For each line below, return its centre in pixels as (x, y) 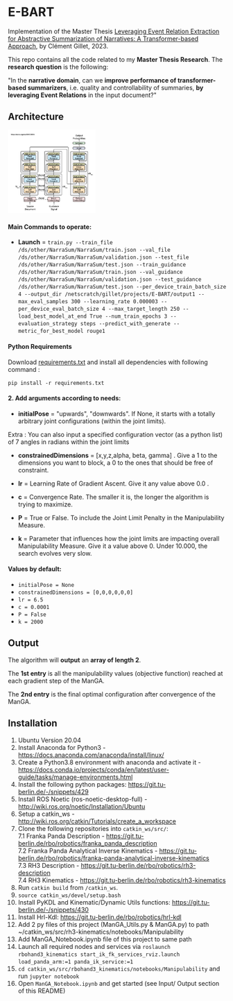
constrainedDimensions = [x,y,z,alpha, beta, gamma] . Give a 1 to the (118, 455)
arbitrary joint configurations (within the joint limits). (92, 421)
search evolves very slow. (55, 553)
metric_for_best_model (51, 331)
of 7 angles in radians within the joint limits (69, 442)
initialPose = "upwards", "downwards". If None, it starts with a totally (116, 413)
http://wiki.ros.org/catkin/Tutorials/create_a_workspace (97, 821)
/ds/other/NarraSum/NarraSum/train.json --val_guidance (100, 272)
